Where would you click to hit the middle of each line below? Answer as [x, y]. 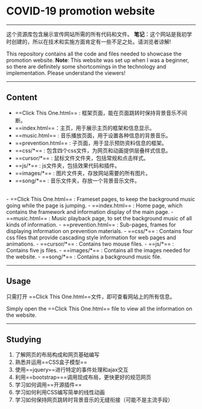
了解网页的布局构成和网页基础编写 [57, 355]
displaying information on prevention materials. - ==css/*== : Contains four [100, 231]
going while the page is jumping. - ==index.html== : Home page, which [94, 205]
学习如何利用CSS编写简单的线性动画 [60, 392]
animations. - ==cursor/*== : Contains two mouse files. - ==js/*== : [90, 244]
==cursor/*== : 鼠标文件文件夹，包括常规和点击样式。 [82, 158]
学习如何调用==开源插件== [48, 385]
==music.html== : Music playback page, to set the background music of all [99, 218]
